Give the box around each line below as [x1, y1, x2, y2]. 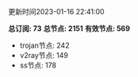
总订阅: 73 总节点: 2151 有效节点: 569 [8, 24, 131, 33]
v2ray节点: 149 [19, 51, 69, 60]
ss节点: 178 [19, 60, 57, 70]
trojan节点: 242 [19, 40, 70, 50]
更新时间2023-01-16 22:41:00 [8, 7, 105, 16]
